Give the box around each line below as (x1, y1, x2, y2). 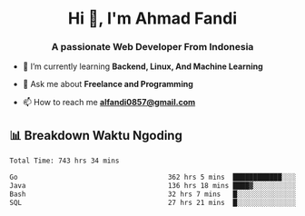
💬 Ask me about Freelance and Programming (22, 79, 193, 90)
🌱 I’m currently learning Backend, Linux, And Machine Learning (22, 61, 263, 72)
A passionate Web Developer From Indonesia (51, 41, 254, 54)
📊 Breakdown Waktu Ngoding (9, 127, 183, 143)
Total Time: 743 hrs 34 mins (9, 156, 120, 166)
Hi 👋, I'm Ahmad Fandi (67, 8, 238, 29)
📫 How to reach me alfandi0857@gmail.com (22, 97, 196, 108)
